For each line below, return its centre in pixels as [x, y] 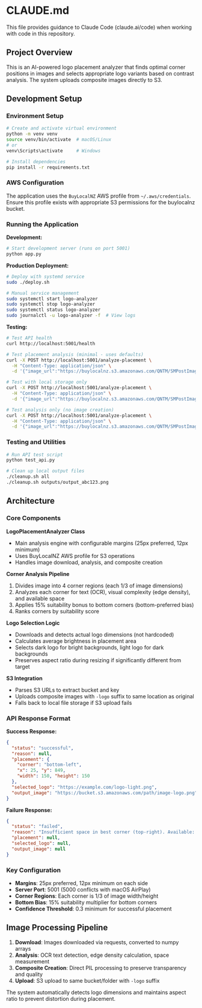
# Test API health [29, 338]
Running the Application [42, 224]
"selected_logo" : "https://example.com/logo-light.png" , [84, 787]
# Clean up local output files [45, 471]
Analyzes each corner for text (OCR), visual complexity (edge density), [103, 592]
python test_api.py [31, 460]
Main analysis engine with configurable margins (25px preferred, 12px [101, 543]
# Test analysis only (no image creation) [60, 410]
